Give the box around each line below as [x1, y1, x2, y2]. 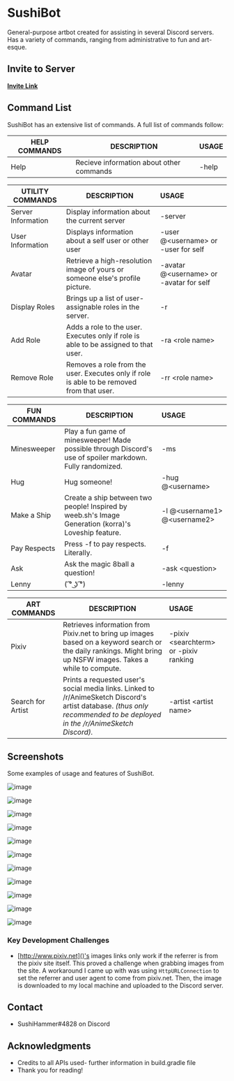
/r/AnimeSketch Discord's [62, 692, 147, 702]
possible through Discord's [64, 443, 153, 453]
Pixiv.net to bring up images [62, 628, 155, 638]
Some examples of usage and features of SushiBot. [7, 770, 155, 778]
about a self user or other [65, 235, 149, 245]
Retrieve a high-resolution [65, 256, 153, 265]
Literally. [64, 547, 93, 557]
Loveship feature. [64, 527, 122, 537]
